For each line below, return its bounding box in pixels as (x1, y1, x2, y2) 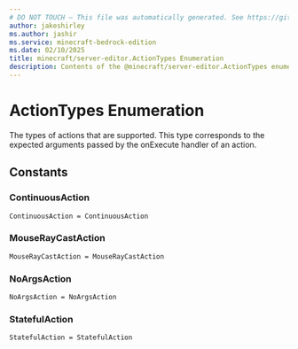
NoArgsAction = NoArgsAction (9, 293, 117, 302)
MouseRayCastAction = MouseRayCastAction (9, 252, 165, 261)
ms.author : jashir (9, 29, 77, 38)
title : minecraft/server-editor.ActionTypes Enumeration (9, 54, 224, 63)
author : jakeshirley (9, 21, 86, 30)
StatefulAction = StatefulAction (9, 333, 133, 342)
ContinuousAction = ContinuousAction (9, 212, 149, 221)
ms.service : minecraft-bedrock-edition (9, 37, 157, 47)
